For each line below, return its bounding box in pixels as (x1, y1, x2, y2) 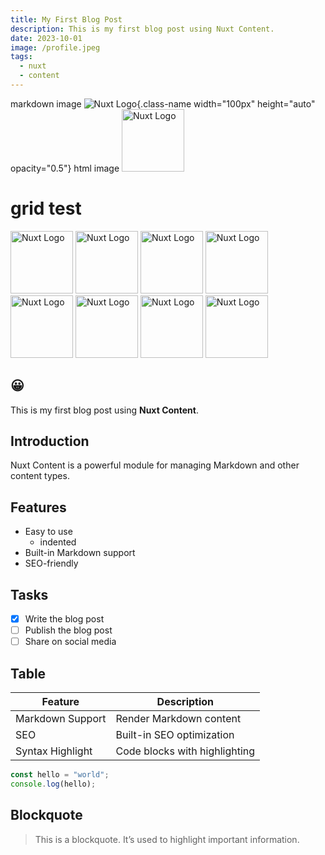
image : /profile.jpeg (10, 42, 101, 53)
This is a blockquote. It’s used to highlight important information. (34, 833, 300, 845)
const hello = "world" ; (10, 770, 110, 780)
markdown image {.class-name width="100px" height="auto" (10, 97, 316, 110)
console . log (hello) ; (10, 779, 97, 789)
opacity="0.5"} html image (10, 162, 120, 174)
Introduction (10, 433, 90, 450)
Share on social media (24, 636, 117, 648)
